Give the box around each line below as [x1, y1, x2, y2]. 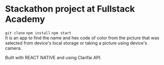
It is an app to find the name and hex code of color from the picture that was [5, 35, 160, 41]
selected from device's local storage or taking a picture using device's [5, 40, 147, 46]
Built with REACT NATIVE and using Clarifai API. [5, 54, 102, 60]
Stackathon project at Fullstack [5, 3, 135, 15]
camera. [5, 45, 22, 51]
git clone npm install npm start [5, 31, 72, 35]
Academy [5, 14, 45, 25]
